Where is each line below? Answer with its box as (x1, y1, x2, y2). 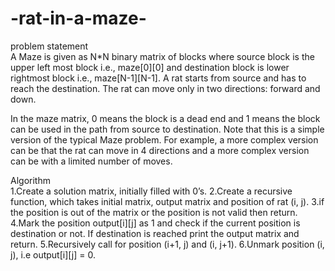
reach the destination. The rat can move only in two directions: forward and (10, 82, 321, 94)
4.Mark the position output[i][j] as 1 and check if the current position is (10, 217, 301, 229)
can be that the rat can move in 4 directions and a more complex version (10, 144, 310, 156)
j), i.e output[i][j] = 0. (10, 248, 96, 261)
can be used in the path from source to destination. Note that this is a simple (10, 123, 325, 135)
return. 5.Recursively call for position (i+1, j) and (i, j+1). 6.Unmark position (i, (10, 238, 325, 250)
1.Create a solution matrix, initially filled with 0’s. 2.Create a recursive (10, 185, 293, 197)
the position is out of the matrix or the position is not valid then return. (10, 206, 298, 218)
